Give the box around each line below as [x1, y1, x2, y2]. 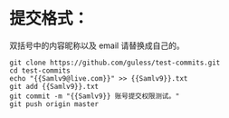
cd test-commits [9, 65, 71, 75]
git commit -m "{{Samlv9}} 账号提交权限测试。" [9, 92, 180, 101]
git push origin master [9, 99, 100, 109]
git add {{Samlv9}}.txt [9, 82, 100, 91]
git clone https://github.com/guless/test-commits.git [9, 58, 221, 67]
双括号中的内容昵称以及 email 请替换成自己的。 [9, 40, 185, 51]
